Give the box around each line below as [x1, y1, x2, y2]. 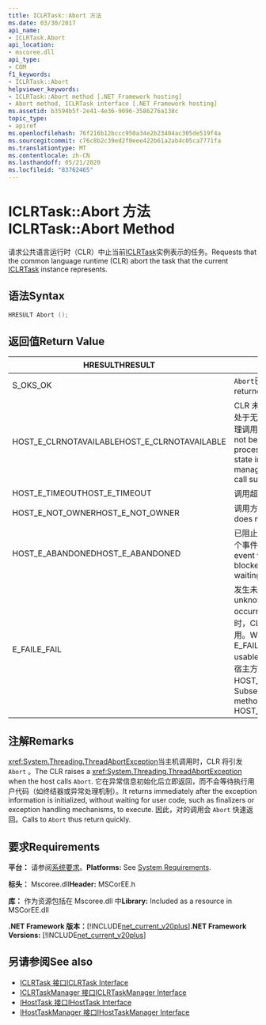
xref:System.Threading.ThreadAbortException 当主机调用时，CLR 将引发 [8, 757, 243, 766]
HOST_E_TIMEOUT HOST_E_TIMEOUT [12, 488, 152, 499]
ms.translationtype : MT [8, 144, 87, 152]
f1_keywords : [8, 70, 51, 78]
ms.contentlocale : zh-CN [8, 151, 90, 159]
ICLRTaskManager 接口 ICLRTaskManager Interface [19, 987, 187, 997]
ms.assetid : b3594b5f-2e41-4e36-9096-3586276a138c [8, 108, 179, 116]
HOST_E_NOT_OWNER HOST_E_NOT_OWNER [12, 507, 180, 518]
